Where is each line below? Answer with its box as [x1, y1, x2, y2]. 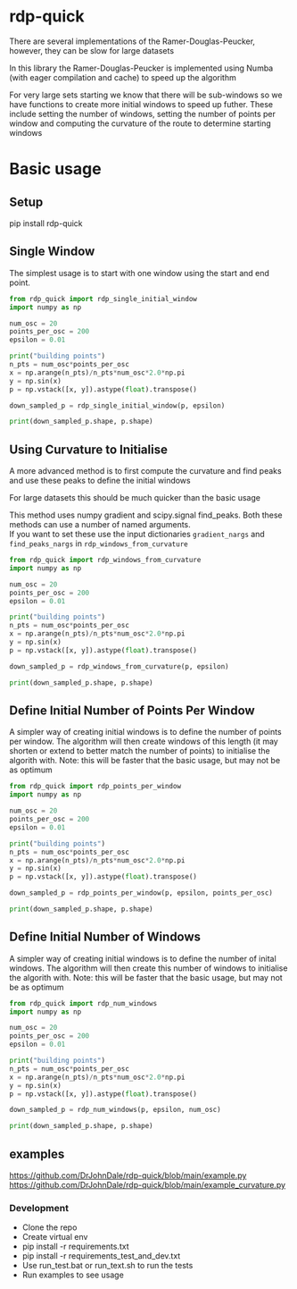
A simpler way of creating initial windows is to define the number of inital [9, 953, 276, 964]
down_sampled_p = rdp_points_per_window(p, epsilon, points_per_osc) [9, 889, 274, 897]
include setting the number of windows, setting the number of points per [9, 108, 276, 119]
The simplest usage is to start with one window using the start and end [9, 267, 270, 278]
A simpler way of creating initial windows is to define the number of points [9, 727, 283, 737]
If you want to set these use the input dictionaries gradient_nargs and [9, 529, 265, 540]
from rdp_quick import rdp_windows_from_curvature [9, 556, 202, 565]
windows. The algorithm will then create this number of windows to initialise [9, 963, 288, 973]
